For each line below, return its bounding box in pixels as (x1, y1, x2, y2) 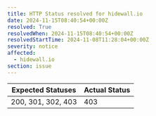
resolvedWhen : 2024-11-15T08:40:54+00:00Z (7, 30, 134, 37)
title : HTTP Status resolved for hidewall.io (7, 10, 143, 18)
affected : (7, 50, 37, 57)
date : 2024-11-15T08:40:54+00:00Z (7, 17, 109, 24)
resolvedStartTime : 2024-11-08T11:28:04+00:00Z (7, 37, 150, 44)
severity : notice (7, 43, 58, 50)
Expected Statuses (11, 85, 77, 95)
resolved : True (7, 23, 52, 30)
